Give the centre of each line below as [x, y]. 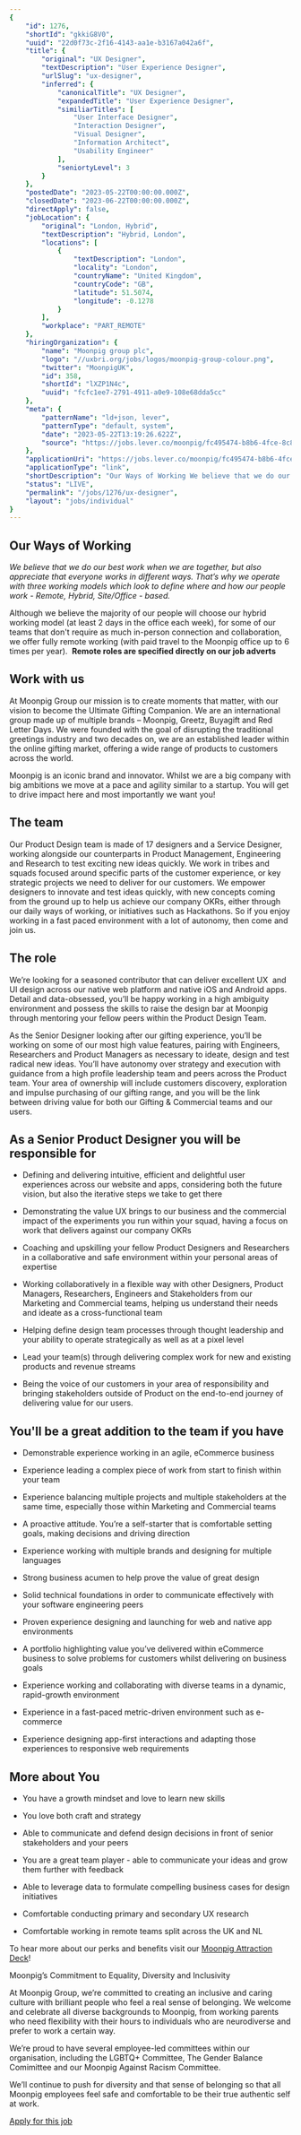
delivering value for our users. [77, 1403]
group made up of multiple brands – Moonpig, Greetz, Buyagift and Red [141, 720]
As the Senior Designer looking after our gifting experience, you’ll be [136, 1035]
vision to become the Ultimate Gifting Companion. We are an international [145, 710]
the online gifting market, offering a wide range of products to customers [144, 748]
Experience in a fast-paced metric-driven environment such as [138, 1712]
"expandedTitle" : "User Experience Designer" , [146, 101]
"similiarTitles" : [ [95, 109]
